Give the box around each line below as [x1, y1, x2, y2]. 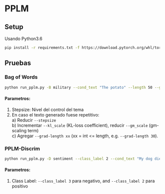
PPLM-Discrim [4, 145, 40, 152]
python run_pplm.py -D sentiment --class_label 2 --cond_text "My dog [4, 156, 153, 161]
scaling [11, 127, 27, 133]
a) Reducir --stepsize [11, 117, 56, 123]
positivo [11, 183, 28, 189]
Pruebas [4, 59, 32, 67]
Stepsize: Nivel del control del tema [11, 107, 84, 113]
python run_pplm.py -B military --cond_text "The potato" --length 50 [4, 85, 153, 90]
